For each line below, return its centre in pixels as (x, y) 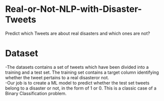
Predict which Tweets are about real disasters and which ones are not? (78, 33)
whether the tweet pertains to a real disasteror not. (57, 77)
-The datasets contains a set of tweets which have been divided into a (77, 67)
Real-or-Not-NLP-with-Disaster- (74, 9)
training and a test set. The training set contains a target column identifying (82, 72)
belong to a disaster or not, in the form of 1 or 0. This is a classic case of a (81, 88)
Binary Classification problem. (36, 93)
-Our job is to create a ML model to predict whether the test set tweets (78, 83)
